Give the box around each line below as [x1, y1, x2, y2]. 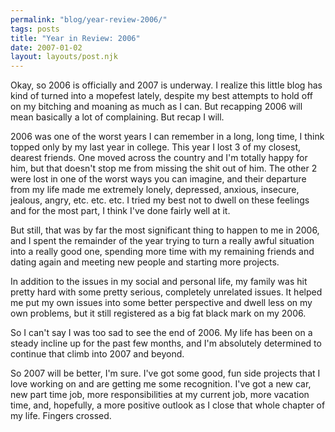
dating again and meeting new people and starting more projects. [10, 256, 280, 268]
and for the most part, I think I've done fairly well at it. [10, 205, 231, 217]
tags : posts [10, 24, 60, 34]
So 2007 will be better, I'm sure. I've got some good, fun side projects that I [10, 367, 321, 380]
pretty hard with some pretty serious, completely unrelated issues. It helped [10, 286, 323, 298]
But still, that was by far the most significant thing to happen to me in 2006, [10, 224, 320, 236]
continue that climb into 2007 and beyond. [10, 348, 185, 360]
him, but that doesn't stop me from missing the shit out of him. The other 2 [10, 162, 318, 175]
